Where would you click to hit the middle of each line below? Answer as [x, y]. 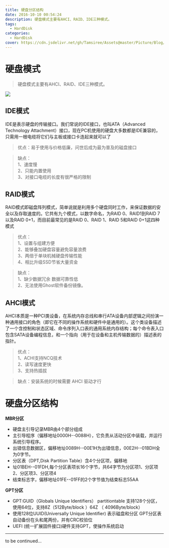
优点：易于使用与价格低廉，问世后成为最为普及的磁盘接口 [77, 147]
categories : [18, 33]
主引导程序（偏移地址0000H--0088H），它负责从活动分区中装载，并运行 [87, 436]
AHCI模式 [20, 303]
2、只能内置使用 [34, 170]
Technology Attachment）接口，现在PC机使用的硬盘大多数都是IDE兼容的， [83, 130]
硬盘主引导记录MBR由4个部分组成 [48, 429]
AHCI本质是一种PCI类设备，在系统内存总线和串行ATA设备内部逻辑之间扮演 [82, 316]
